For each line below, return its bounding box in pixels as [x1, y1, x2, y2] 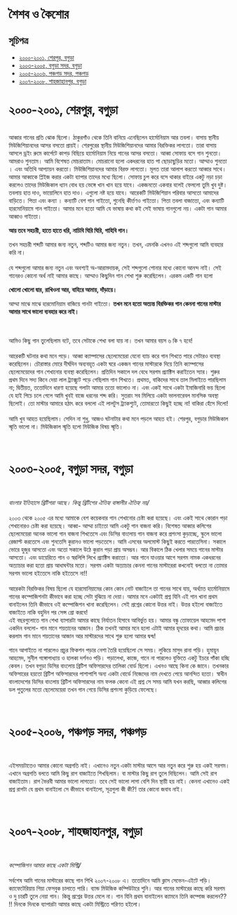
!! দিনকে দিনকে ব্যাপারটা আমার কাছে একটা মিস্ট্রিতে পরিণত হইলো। [8, 900, 142, 908]
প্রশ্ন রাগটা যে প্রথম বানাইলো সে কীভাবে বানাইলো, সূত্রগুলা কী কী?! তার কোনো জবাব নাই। [8, 784, 184, 793]
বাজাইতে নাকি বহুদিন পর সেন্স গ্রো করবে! [8, 607, 88, 617]
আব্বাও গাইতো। [8, 212, 42, 220]
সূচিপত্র [8, 34, 29, 46]
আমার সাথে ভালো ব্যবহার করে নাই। [8, 307, 79, 315]
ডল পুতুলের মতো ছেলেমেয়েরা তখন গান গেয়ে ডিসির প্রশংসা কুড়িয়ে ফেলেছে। [8, 685, 158, 694]
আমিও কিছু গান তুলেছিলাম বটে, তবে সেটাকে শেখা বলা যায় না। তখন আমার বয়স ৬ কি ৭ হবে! [8, 336, 193, 345]
